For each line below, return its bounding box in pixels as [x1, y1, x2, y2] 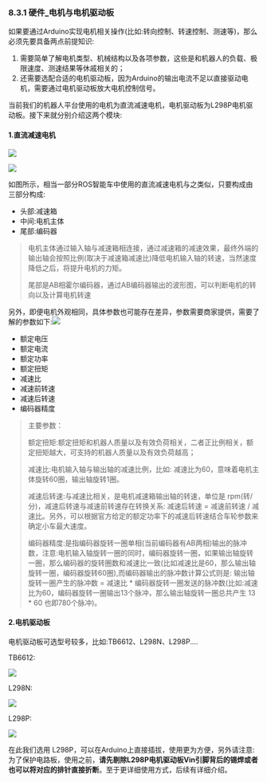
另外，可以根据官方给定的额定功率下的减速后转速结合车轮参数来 [49, 511, 259, 521]
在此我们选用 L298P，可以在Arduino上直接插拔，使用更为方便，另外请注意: [8, 745, 255, 754]
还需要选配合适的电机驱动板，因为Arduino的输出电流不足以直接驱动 [19, 73, 241, 83]
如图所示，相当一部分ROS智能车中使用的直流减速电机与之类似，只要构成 [8, 179, 246, 189]
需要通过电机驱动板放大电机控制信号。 [33, 84, 160, 93]
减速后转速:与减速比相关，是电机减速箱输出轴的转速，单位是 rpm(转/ [27, 491, 253, 501]
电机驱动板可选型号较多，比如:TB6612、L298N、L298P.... [8, 636, 198, 646]
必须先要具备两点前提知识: [8, 37, 95, 46]
